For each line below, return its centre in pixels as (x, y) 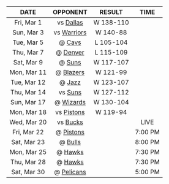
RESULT (111, 12)
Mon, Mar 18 (28, 112)
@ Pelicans (70, 172)
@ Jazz (70, 82)
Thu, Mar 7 (28, 52)
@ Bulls (70, 142)
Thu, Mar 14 (28, 92)
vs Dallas (70, 22)
